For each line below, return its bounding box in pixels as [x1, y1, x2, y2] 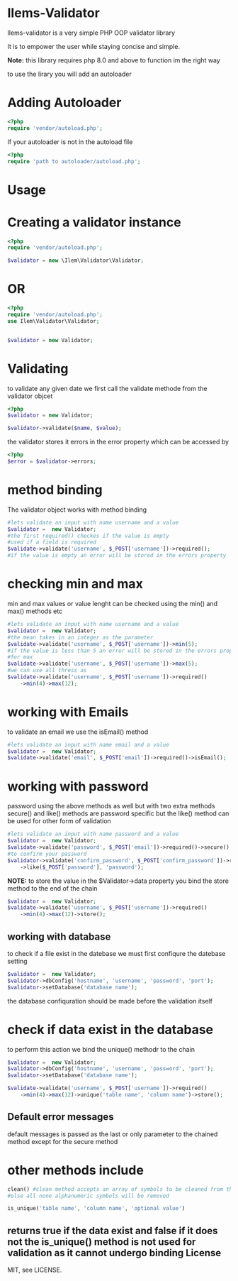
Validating [7, 361, 69, 377]
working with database [7, 930, 111, 942]
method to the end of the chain [7, 884, 98, 892]
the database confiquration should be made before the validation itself [7, 996, 212, 1005]
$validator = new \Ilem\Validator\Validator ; [7, 257, 144, 264]
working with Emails [7, 704, 129, 720]
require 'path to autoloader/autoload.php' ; [7, 158, 141, 165]
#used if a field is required [7, 539, 97, 546]
